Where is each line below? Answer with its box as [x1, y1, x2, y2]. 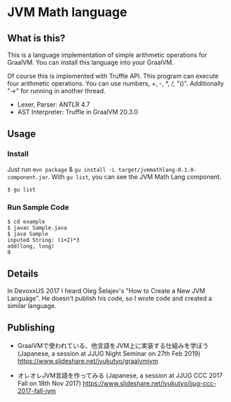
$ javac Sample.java [7, 224, 68, 232]
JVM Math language [7, 4, 127, 20]
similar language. [7, 301, 57, 309]
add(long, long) [7, 243, 55, 250]
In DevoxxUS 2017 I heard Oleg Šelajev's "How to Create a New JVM [7, 286, 205, 295]
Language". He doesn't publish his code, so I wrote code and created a [7, 294, 212, 302]
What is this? [7, 32, 66, 44]
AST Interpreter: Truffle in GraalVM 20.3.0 [17, 108, 139, 116]
